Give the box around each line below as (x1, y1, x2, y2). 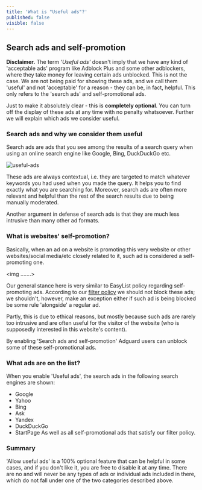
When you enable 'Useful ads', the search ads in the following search (6, 372, 178, 380)
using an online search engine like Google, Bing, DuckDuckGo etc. (6, 150, 171, 157)
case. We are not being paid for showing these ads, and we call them (6, 78, 178, 85)
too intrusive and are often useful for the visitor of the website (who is (6, 319, 180, 326)
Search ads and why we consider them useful (6, 130, 143, 139)
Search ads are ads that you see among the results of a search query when (6, 143, 194, 151)
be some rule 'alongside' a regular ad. (6, 301, 101, 308)
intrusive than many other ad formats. (6, 217, 99, 224)
